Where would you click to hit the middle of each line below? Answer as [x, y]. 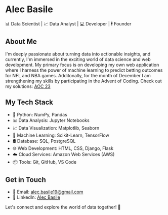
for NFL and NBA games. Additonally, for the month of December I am [78, 75]
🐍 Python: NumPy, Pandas [40, 114]
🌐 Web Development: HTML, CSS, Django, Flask [63, 148]
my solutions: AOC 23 [28, 86]
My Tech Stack [29, 102]
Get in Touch [26, 180]
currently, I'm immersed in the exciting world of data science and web [78, 59]
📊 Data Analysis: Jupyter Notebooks [51, 120]
